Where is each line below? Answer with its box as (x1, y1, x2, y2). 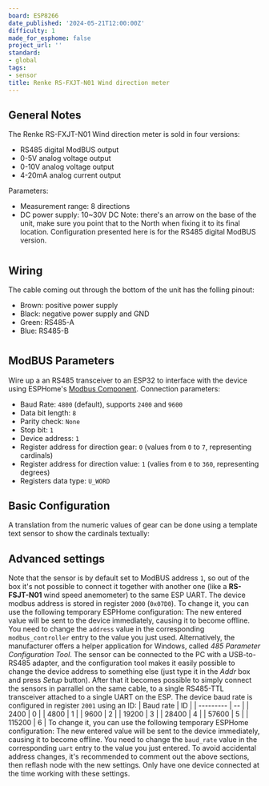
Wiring (8, 263, 43, 277)
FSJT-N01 (8, 590, 42, 600)
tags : (8, 64, 26, 72)
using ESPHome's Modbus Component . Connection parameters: (8, 383, 220, 393)
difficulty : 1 (8, 26, 56, 34)
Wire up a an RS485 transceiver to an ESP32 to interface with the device (8, 375, 248, 385)
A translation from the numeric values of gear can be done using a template (8, 520, 258, 530)
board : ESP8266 (8, 11, 59, 20)
